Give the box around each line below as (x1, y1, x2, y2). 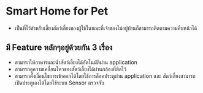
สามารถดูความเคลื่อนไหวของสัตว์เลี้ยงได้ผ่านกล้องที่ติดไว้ (14, 65, 127, 72)
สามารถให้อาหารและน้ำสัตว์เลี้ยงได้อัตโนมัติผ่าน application (14, 58, 137, 66)
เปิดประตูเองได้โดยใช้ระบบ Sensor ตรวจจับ (14, 79, 105, 86)
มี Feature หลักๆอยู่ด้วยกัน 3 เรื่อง (6, 43, 113, 53)
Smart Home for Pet (6, 4, 109, 18)
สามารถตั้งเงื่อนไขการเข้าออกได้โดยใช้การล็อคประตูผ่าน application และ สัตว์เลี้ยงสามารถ (14, 72, 196, 80)
